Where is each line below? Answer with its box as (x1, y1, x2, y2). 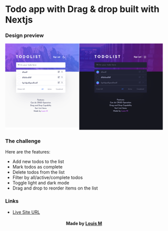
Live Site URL (12, 209, 40, 215)
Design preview (5, 32, 44, 39)
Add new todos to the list (12, 158, 64, 164)
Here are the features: (5, 149, 51, 155)
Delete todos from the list (12, 169, 65, 175)
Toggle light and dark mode (12, 180, 69, 186)
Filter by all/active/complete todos (12, 174, 83, 180)
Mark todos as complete (12, 164, 63, 170)
